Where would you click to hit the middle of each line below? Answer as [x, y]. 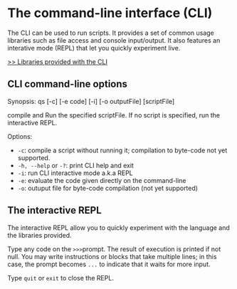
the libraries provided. [40, 235]
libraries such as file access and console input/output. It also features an [114, 40]
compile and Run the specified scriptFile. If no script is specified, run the [114, 115]
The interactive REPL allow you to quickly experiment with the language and [118, 227]
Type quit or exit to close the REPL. [60, 278]
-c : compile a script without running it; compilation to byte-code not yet [122, 150]
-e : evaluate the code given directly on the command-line [102, 180]
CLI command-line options [68, 84]
